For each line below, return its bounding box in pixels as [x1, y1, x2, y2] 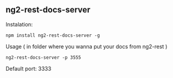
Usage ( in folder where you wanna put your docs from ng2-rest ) [5, 43, 168, 50]
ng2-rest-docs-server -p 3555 [5, 54, 82, 61]
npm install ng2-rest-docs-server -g [5, 32, 100, 38]
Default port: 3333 [5, 65, 52, 72]
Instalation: [5, 20, 33, 28]
